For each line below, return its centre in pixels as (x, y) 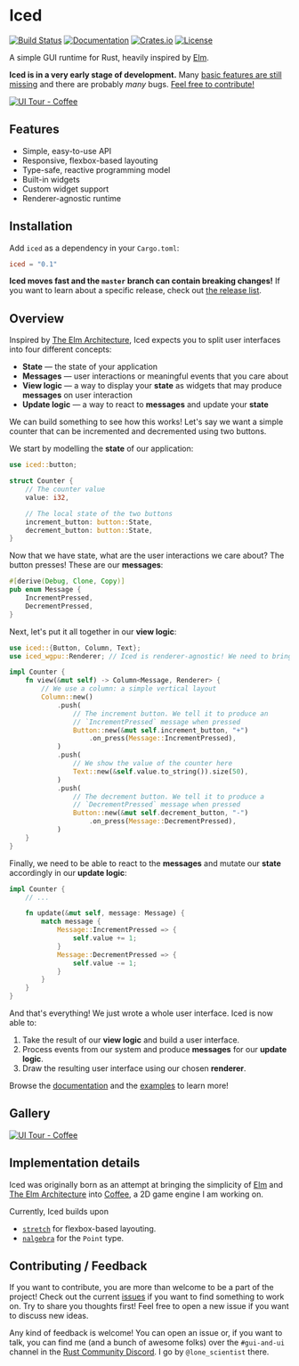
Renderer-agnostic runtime (72, 198)
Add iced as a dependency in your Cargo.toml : (94, 248)
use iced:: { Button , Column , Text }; (75, 648)
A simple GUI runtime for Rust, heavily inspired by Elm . (109, 57)
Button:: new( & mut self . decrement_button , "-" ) (161, 813)
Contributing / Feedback (78, 1266)
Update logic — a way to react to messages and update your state (145, 405)
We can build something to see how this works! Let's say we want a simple (146, 422)
